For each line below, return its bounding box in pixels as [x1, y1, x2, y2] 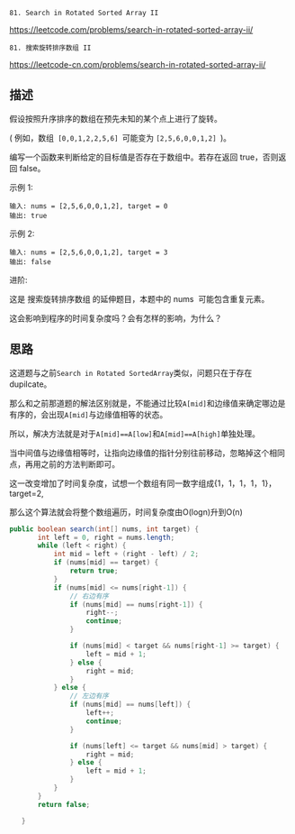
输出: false [9, 257, 51, 266]
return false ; [37, 800, 91, 809]
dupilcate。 [9, 379, 52, 390]
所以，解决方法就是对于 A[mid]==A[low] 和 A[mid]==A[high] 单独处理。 [9, 428, 261, 439]
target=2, [9, 488, 44, 499]
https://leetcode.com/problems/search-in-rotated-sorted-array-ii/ [9, 24, 254, 35]
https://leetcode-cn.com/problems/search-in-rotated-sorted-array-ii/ [9, 60, 266, 69]
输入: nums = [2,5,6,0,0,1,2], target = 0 [9, 201, 168, 211]
